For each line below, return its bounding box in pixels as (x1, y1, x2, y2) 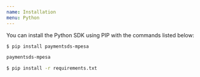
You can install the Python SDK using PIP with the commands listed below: (6, 31, 194, 38)
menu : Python (6, 15, 40, 21)
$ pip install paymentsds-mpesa (6, 43, 89, 50)
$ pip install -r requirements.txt (6, 65, 98, 71)
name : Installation (6, 9, 56, 15)
